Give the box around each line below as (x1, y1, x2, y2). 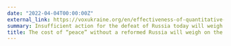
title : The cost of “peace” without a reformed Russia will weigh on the (7, 28, 223, 36)
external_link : (7, 16, 51, 23)
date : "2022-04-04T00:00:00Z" (7, 9, 94, 17)
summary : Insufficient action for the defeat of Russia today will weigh (7, 22, 223, 29)
